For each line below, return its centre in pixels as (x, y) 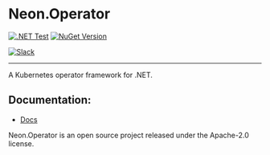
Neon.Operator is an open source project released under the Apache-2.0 (129, 135)
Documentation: (50, 100)
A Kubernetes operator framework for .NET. (80, 75)
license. (21, 143)
